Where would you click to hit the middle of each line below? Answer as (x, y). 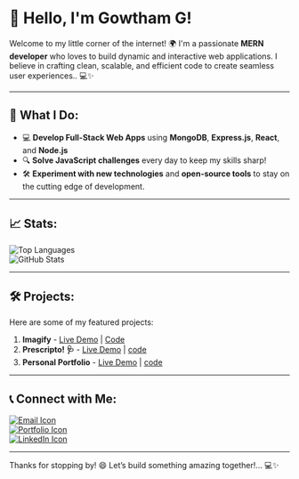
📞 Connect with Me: (63, 398)
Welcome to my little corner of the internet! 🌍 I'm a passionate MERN (137, 43)
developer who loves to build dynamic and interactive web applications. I (143, 56)
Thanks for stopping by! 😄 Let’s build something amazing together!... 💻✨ (144, 466)
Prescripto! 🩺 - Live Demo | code (84, 350)
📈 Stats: (33, 224)
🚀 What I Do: (44, 115)
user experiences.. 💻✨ (52, 76)
